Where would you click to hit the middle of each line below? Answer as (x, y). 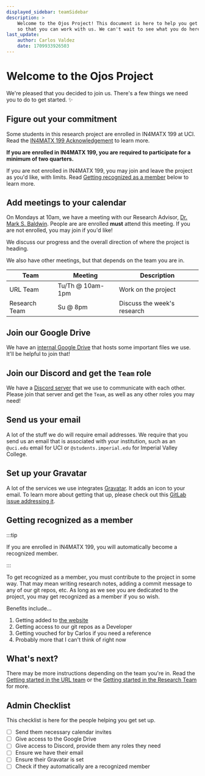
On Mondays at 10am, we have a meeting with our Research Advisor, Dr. (97, 217)
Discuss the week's (147, 303)
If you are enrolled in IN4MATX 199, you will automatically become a (92, 546)
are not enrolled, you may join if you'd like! (59, 230)
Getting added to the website (52, 620)
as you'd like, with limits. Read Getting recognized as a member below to (98, 177)
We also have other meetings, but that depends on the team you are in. (95, 261)
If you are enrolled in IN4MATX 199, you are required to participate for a (99, 152)
